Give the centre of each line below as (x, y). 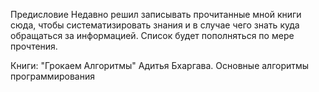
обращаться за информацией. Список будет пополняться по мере (152, 35)
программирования (52, 76)
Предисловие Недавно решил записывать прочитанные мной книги (156, 14)
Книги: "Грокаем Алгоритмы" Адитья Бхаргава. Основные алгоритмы (160, 65)
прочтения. (34, 46)
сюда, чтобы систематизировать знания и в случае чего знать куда (155, 25)
